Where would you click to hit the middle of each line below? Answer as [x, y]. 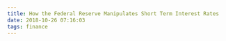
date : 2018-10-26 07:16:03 [46, 20]
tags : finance [28, 26]
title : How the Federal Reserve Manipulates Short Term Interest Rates [113, 14]
